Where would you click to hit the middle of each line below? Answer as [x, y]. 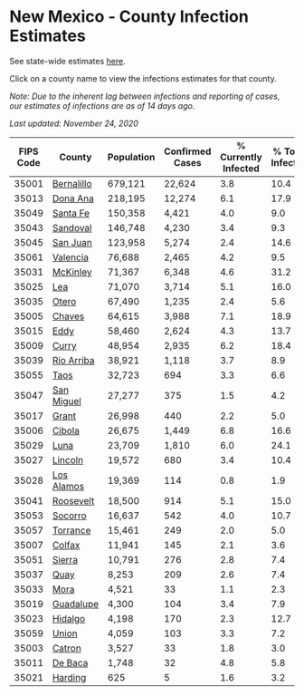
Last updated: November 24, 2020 [74, 123]
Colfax [66, 545]
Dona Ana [73, 198]
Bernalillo [72, 183]
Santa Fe [71, 213]
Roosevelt [73, 500]
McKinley [72, 272]
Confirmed [188, 151]
